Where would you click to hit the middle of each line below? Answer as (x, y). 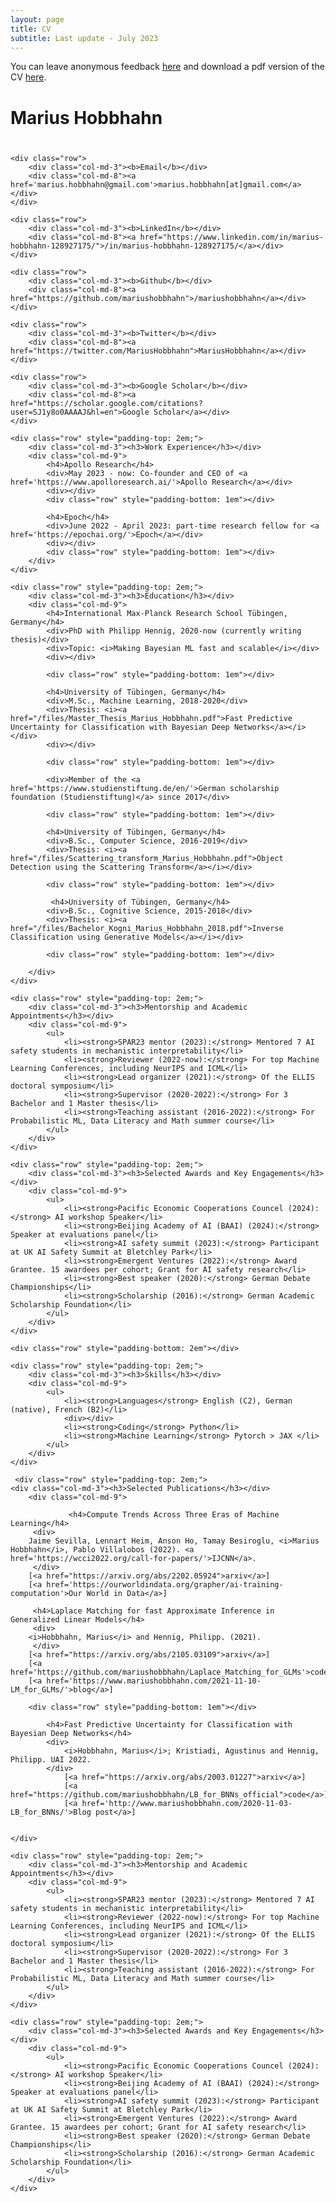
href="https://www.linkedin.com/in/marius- (232, 237)
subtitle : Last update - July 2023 (84, 38)
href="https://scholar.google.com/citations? (106, 403)
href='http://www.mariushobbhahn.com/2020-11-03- (187, 1803)
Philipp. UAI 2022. (51, 1759)
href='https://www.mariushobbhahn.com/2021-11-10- (154, 1681)
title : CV (31, 29)
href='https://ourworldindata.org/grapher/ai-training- (165, 1584)
